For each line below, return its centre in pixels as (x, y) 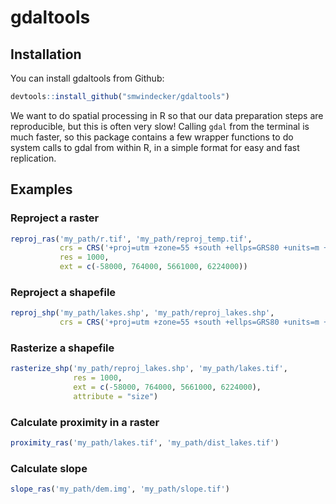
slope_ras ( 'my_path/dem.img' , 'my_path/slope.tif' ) (120, 489)
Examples (41, 189)
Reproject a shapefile (63, 292)
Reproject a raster (55, 218)
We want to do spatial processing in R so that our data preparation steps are (167, 115)
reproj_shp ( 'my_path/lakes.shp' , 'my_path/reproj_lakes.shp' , (142, 313)
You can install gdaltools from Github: (87, 78)
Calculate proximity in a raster (85, 422)
